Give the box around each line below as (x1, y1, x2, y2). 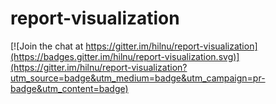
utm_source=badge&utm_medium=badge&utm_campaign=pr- (10, 72, 266, 84)
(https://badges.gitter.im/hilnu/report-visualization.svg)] (10, 50, 240, 62)
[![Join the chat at (10, 40, 84, 52)
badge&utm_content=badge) (10, 82, 129, 94)
